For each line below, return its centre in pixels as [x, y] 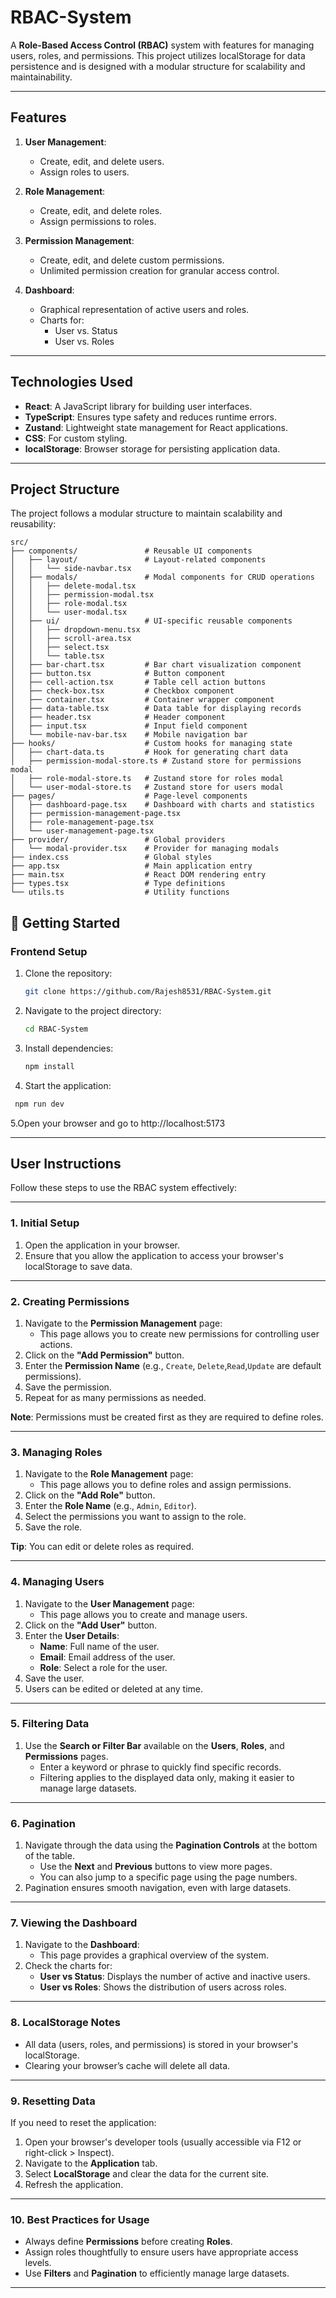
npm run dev [39, 1104]
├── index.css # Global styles [111, 857]
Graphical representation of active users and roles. [144, 309]
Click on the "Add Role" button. [90, 1495]
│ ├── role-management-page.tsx [82, 822]
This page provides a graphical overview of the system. [154, 1955]
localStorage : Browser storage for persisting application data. [152, 448]
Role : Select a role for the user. [103, 1667]
